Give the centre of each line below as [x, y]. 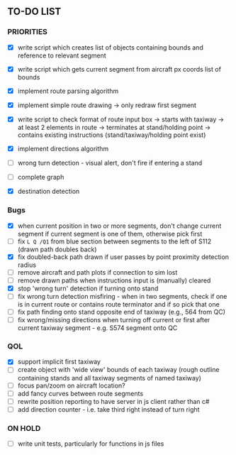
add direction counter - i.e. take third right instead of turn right [108, 409]
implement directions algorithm [63, 149]
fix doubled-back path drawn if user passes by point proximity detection [123, 257]
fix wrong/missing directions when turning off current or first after [114, 320]
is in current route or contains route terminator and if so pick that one [118, 304]
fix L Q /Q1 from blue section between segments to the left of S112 [114, 241]
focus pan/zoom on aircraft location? [71, 385]
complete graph [41, 177]
